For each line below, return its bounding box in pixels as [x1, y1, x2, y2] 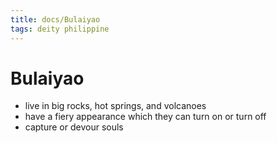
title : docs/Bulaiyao [10, 14, 101, 25]
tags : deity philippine [10, 24, 110, 34]
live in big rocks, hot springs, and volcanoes [24, 100, 207, 112]
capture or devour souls [24, 121, 124, 133]
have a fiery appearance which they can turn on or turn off [24, 111, 267, 123]
